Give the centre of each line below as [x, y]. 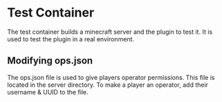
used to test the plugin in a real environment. [71, 39]
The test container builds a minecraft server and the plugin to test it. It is [110, 32]
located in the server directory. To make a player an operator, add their [108, 85]
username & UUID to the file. [48, 92]
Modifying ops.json [50, 61]
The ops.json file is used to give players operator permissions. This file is [111, 77]
